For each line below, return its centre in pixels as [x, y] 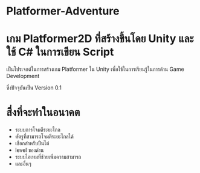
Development [23, 76]
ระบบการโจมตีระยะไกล [37, 130]
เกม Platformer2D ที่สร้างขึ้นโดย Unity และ [100, 39]
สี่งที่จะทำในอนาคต [43, 113]
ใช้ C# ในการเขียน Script [60, 52]
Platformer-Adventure [63, 11]
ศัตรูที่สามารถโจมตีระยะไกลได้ [44, 137]
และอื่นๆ [23, 164]
